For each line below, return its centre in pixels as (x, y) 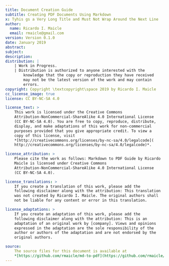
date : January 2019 (26, 43)
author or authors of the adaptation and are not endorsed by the (85, 233)
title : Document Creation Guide (39, 10)
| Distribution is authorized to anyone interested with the (79, 71)
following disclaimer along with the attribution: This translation (88, 191)
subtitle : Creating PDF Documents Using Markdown (58, 15)
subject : (14, 52)
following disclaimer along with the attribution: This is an (81, 219)
